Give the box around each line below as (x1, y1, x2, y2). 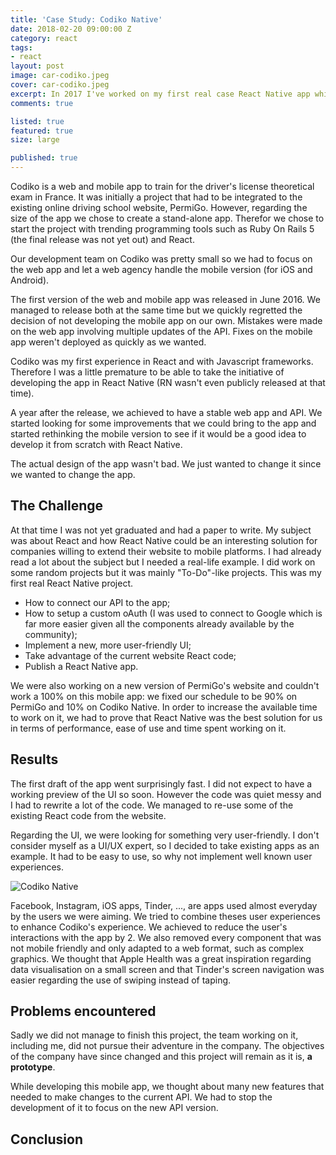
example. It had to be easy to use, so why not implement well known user (10, 850, 313, 862)
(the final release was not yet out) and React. (10, 234, 195, 245)
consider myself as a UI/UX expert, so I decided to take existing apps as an (10, 839, 320, 851)
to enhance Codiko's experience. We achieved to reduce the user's (10, 921, 288, 933)
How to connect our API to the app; (24, 596, 171, 608)
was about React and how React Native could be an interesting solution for (10, 534, 318, 546)
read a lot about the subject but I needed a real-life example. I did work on (10, 556, 316, 568)
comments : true (10, 98, 74, 108)
